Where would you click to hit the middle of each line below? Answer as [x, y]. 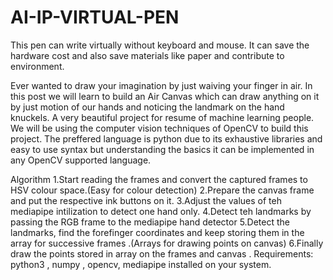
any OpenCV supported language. [81, 160]
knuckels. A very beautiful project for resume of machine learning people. [162, 117]
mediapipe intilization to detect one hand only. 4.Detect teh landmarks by [161, 211]
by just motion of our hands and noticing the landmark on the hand [147, 107]
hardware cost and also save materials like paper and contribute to [147, 55]
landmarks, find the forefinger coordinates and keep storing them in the [157, 232]
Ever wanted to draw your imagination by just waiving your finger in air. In [161, 85]
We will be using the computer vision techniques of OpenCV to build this [159, 128]
